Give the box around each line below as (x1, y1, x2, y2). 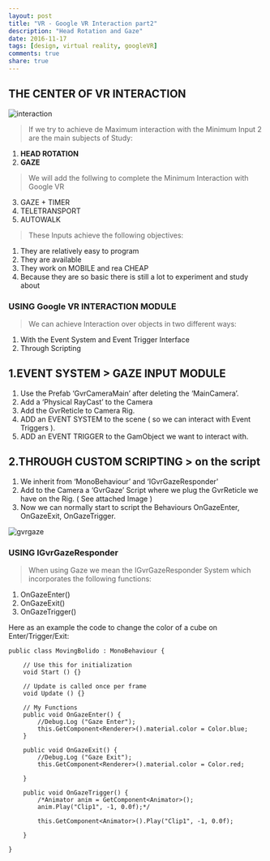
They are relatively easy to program (19, 246, 139, 255)
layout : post (8, 11, 53, 20)
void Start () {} (23, 668, 82, 676)
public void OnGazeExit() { (23, 746, 118, 754)
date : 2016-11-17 (8, 34, 67, 43)
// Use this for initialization (23, 661, 132, 669)
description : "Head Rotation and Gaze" (8, 27, 144, 35)
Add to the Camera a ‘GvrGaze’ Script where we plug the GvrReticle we (19, 485, 259, 495)
